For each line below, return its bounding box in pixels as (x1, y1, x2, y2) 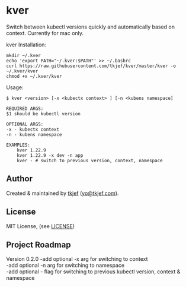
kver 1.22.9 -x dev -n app (17, 152, 84, 158)
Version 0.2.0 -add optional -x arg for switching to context (6, 256, 148, 263)
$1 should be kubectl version (6, 111, 81, 116)
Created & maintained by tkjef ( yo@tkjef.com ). (6, 190, 119, 197)
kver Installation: (6, 41, 46, 48)
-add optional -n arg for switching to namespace (6, 262, 125, 269)
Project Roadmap (6, 239, 71, 250)
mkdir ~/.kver (6, 52, 41, 58)
